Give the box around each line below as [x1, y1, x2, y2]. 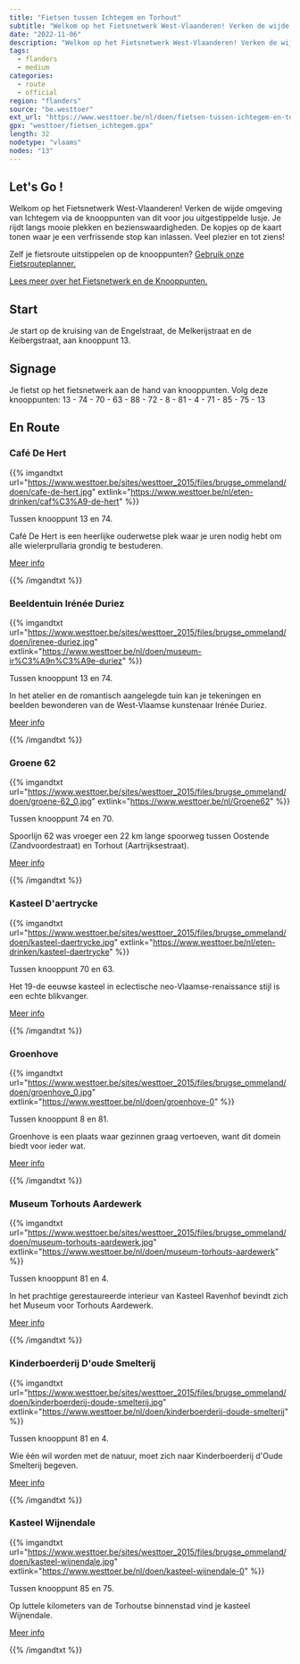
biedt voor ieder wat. [9, 1140, 87, 1151]
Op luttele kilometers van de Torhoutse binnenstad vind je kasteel [9, 1600, 251, 1611]
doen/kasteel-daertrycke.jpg [9, 936, 114, 947]
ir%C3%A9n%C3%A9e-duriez [9, 655, 123, 667]
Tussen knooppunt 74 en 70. [9, 814, 114, 824]
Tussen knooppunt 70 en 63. [9, 963, 115, 974]
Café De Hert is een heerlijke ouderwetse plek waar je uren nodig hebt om [9, 530, 282, 542]
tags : [9, 47, 29, 55]
